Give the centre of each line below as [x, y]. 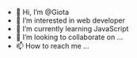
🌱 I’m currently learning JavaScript [72, 29]
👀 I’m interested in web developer [70, 20]
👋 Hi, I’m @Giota [42, 12]
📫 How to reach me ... [52, 46]
